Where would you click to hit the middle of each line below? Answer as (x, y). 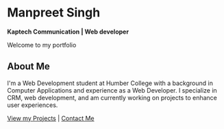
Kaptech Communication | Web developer (68, 32)
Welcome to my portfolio (42, 45)
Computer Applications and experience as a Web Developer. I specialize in (112, 90)
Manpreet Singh (54, 13)
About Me (28, 67)
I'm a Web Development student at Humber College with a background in (110, 83)
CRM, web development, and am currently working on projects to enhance (112, 97)
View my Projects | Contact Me (51, 118)
